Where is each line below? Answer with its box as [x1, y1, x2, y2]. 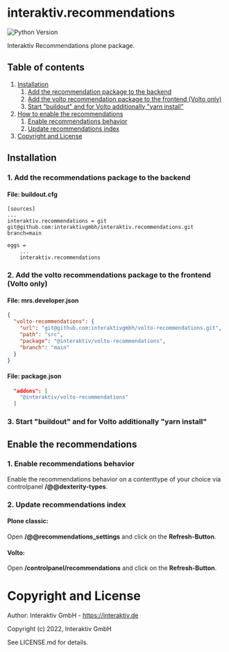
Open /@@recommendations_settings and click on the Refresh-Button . [7, 532, 217, 541]
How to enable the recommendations [17, 109, 124, 118]
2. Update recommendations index [7, 500, 126, 509]
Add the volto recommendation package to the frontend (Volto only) [27, 95, 222, 103]
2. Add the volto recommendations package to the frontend [7, 270, 212, 280]
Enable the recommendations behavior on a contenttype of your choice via [7, 475, 221, 483]
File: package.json [7, 372, 62, 380]
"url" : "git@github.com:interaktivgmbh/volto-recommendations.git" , [19, 325, 222, 332]
